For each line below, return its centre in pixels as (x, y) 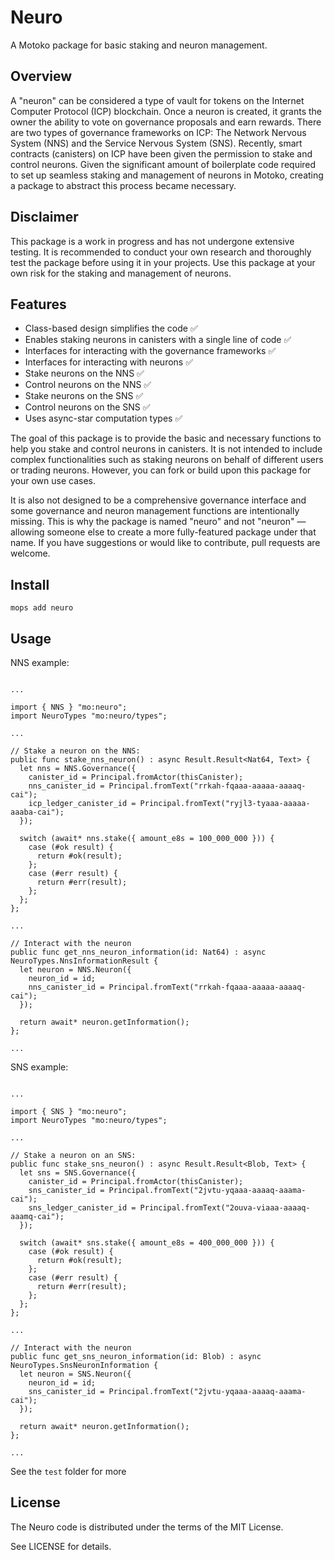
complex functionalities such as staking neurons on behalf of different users (167, 460)
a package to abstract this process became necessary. (123, 185)
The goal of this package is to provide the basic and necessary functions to (166, 438)
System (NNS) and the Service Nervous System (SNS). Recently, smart (156, 143)
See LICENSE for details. (61, 1546)
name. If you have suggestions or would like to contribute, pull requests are (165, 543)
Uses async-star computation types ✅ (103, 418)
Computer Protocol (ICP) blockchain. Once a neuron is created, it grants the (166, 111)
